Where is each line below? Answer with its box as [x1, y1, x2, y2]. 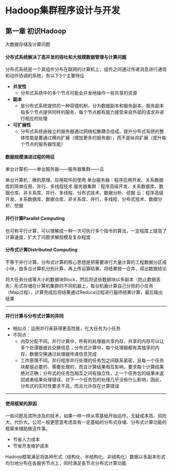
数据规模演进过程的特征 [5, 154, 55, 160]
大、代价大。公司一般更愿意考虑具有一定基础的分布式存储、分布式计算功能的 [5, 419, 167, 425]
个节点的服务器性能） [20, 141, 66, 147]
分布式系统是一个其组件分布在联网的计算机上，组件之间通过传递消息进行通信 [5, 66, 167, 72]
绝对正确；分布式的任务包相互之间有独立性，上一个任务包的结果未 [20, 370, 160, 376]
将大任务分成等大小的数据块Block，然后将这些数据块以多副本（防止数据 [5, 276, 156, 282]
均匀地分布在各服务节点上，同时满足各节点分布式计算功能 [5, 460, 126, 466]
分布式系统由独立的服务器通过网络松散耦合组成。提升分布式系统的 [20, 129, 160, 135]
